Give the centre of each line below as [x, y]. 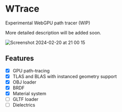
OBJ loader [24, 82]
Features [20, 59]
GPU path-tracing [31, 70]
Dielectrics [24, 105]
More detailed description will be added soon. [53, 32]
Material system [29, 94]
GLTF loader [25, 99]
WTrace [22, 9]
